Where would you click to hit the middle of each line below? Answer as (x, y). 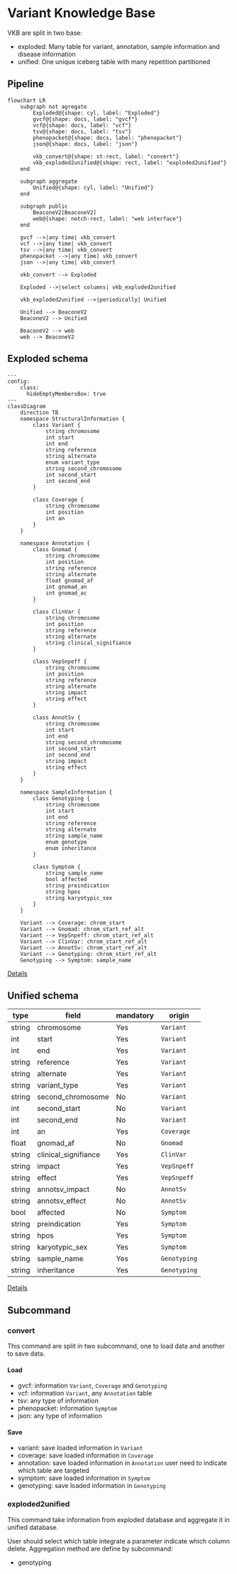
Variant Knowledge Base (82, 13)
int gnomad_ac (66, 593)
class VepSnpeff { (60, 661)
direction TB (39, 413)
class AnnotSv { (57, 717)
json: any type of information (60, 1416)
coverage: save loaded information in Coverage (86, 1455)
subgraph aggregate (49, 181)
